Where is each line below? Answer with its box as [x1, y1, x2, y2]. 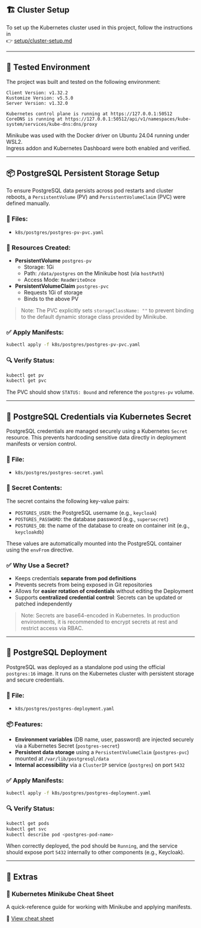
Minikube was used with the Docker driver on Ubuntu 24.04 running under [6, 131, 190, 139]
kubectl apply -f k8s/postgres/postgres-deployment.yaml [6, 790, 151, 796]
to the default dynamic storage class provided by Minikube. [20, 314, 167, 321]
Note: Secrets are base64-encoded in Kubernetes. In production [20, 611, 180, 619]
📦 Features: [6, 720, 43, 728]
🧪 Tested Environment [6, 62, 90, 73]
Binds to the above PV [23, 296, 79, 303]
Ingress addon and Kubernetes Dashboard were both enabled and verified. [6, 144, 191, 152]
